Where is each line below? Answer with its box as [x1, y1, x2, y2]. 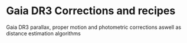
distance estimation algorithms [6, 29, 81, 37]
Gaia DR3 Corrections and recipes [6, 4, 176, 18]
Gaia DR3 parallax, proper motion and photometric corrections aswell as [6, 24, 182, 31]
